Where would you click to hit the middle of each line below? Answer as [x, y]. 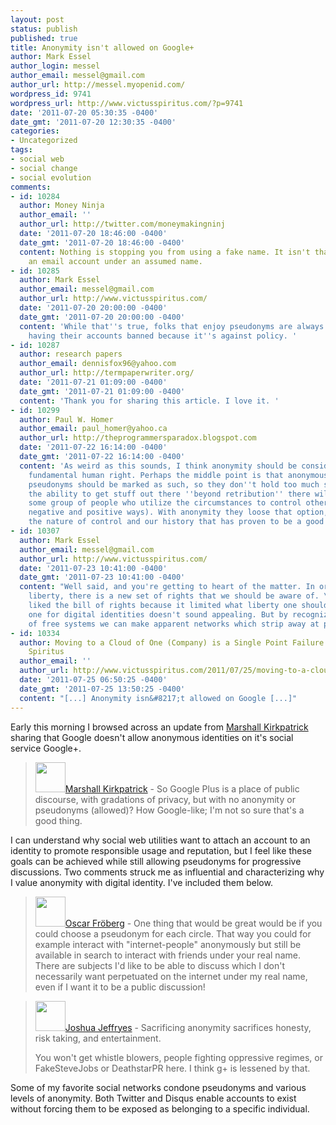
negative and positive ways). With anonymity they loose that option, [178, 512]
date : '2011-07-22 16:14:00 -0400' [93, 447]
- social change [44, 168]
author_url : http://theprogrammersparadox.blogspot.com [138, 438]
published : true [44, 38]
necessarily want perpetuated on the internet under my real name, [171, 976]
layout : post [37, 19]
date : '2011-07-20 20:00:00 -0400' [93, 308]
